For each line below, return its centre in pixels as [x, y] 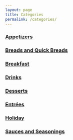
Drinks [13, 78]
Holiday [15, 118]
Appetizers [19, 37]
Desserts [16, 91]
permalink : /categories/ [31, 19]
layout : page [19, 10]
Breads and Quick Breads [36, 50]
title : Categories [24, 15]
